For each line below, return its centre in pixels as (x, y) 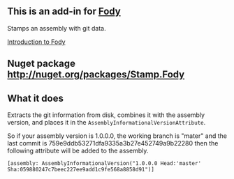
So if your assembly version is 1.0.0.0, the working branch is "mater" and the (117, 136)
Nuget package (41, 64)
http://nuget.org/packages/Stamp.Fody (96, 75)
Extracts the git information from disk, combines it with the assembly (106, 115)
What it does (36, 98)
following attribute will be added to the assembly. (78, 151)
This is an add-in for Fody (64, 11)
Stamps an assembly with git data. (57, 28)
